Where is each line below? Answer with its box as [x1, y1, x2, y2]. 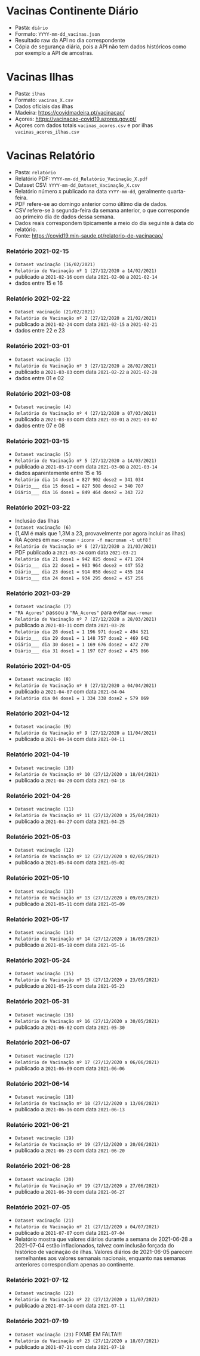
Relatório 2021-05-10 [6, 874, 70, 882]
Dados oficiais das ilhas [14, 103, 73, 110]
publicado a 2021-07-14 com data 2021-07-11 [14, 1302, 125, 1309]
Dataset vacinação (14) [14, 929, 75, 935]
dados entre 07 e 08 [14, 422, 65, 429]
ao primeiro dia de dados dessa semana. [14, 213, 115, 220]
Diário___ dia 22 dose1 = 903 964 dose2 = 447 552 [14, 562, 144, 568]
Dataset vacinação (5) [14, 452, 72, 458]
